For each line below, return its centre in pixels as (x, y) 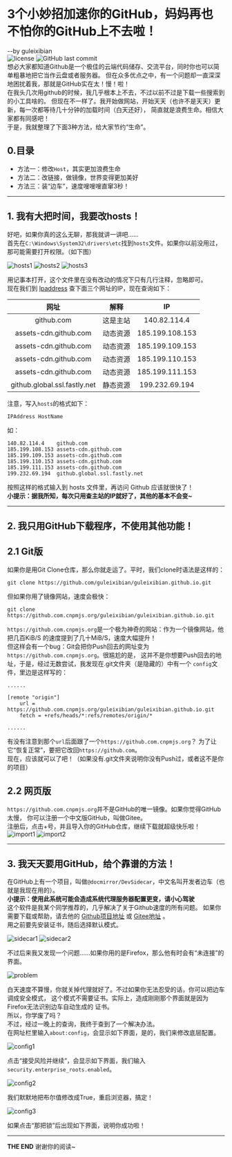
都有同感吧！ (31, 118)
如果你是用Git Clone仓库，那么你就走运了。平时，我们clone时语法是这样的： (116, 570)
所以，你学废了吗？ (35, 1015)
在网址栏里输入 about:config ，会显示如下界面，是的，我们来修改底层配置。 (113, 1033)
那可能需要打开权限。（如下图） (51, 251)
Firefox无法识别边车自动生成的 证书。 (60, 1007)
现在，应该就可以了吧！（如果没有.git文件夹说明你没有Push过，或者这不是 (113, 758)
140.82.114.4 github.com (48, 443)
